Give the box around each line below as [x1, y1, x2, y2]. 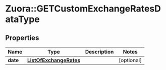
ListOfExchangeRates [27, 57, 81, 63]
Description [85, 48, 114, 55]
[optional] [118, 57, 142, 63]
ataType [5, 13, 40, 25]
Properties [5, 33, 39, 42]
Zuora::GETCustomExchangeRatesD [5, 3, 161, 14]
